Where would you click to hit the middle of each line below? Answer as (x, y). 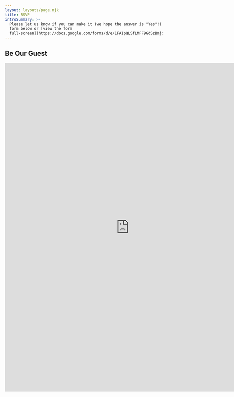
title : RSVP (17, 15)
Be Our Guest (26, 53)
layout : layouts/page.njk (32, 10)
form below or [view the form (41, 29)
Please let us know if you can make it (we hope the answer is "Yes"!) (86, 24)
